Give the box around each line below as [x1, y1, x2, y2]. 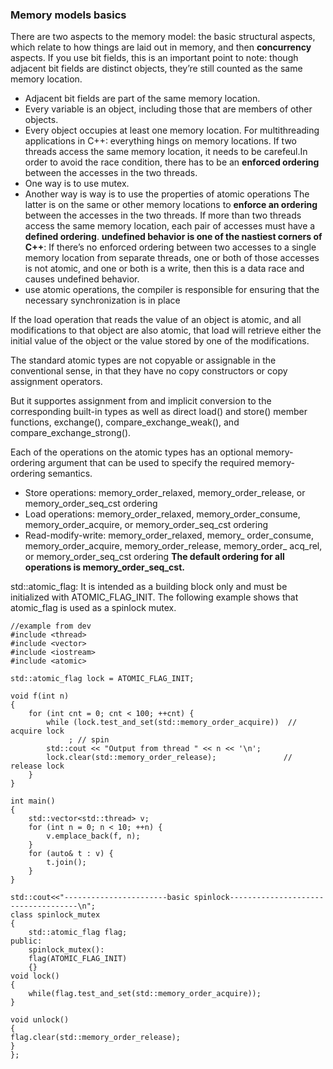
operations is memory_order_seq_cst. [24, 561, 185, 573]
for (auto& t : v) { [28, 849, 114, 859]
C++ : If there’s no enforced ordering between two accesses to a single [24, 241, 317, 253]
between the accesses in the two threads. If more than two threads [24, 209, 302, 222]
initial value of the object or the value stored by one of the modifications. [10, 335, 310, 347]
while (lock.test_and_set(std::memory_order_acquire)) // [46, 718, 298, 728]
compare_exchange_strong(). [10, 427, 132, 439]
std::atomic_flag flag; [28, 928, 128, 938]
